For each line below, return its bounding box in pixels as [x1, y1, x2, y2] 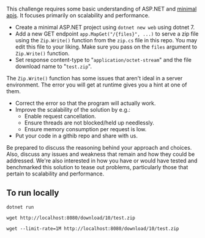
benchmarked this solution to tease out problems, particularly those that [6, 164, 188, 171]
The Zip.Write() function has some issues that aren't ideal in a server [6, 75, 183, 82]
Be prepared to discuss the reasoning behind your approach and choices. [6, 144, 192, 151]
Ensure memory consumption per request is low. [24, 126, 147, 132]
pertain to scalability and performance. [6, 170, 105, 177]
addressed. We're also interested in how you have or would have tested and [6, 157, 198, 164]
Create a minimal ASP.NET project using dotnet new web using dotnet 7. [15, 24, 195, 31]
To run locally [6, 188, 59, 198]
